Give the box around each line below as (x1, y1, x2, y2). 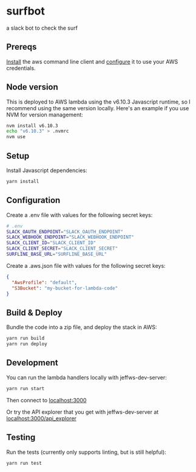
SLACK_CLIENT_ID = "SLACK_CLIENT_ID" (6, 240, 96, 246)
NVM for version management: (6, 111, 83, 118)
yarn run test (6, 460, 42, 466)
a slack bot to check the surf (6, 24, 78, 32)
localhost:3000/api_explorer (6, 414, 77, 422)
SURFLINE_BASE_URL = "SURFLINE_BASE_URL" (6, 251, 107, 258)
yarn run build (6, 335, 45, 342)
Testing (6, 432, 36, 443)
